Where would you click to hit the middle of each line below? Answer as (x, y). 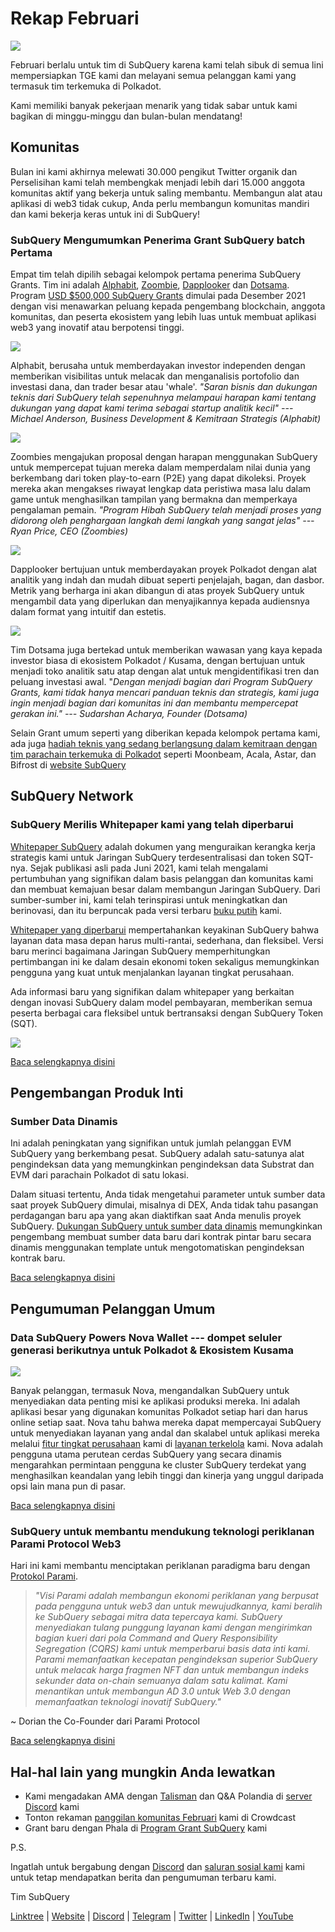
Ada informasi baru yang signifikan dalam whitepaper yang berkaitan (152, 991)
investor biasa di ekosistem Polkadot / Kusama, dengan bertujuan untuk (158, 661)
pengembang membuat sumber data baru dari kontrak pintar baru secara (161, 1237)
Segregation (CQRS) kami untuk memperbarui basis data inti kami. (172, 1649)
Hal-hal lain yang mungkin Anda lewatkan (143, 1772)
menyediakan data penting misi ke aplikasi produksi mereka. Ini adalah (155, 1401)
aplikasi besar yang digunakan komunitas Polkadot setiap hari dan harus (159, 1412)
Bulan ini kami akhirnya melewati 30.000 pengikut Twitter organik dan (154, 171)
